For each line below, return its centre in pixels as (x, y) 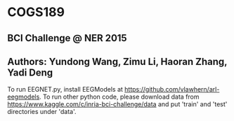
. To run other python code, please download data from (119, 97)
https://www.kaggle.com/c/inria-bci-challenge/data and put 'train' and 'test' (117, 104)
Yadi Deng (30, 72)
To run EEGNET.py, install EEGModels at (65, 90)
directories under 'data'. (42, 112)
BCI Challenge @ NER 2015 (67, 38)
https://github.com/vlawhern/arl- (172, 90)
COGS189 (36, 12)
